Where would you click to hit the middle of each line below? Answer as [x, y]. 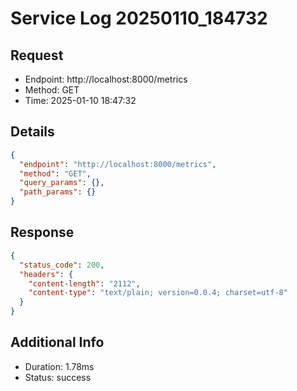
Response [42, 232]
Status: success [58, 377]
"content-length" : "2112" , [84, 283]
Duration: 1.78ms [59, 366]
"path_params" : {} [58, 192]
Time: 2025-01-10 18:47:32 [80, 100]
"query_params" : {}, [62, 183]
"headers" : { [46, 274]
